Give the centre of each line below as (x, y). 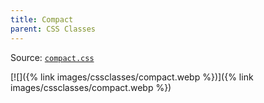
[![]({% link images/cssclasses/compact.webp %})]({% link (132, 77)
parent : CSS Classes (53, 29)
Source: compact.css (52, 57)
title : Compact (42, 19)
